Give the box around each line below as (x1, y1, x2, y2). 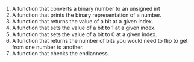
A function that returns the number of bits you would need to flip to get (11, 37, 188, 44)
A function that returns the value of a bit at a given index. (11, 18, 154, 25)
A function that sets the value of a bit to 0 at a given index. (11, 31, 157, 38)
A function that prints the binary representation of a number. (11, 11, 161, 19)
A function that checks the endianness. (11, 50, 110, 57)
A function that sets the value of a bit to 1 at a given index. (11, 24, 156, 31)
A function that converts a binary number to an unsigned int (11, 5, 161, 12)
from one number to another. (11, 43, 84, 51)
